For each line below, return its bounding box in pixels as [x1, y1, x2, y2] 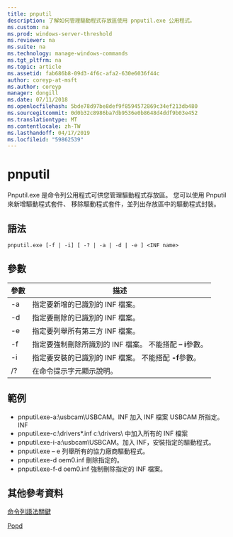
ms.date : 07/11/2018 [7, 97, 69, 104]
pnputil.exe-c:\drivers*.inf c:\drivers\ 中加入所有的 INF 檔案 [17, 429, 188, 438]
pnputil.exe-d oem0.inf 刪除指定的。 [17, 455, 124, 464]
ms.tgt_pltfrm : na [7, 57, 62, 64]
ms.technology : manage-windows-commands [7, 50, 129, 58]
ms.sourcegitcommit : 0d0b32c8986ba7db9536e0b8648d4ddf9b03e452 [7, 109, 198, 116]
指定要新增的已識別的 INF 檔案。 [32, 299, 140, 309]
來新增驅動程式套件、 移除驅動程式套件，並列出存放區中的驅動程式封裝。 [7, 200, 220, 208]
